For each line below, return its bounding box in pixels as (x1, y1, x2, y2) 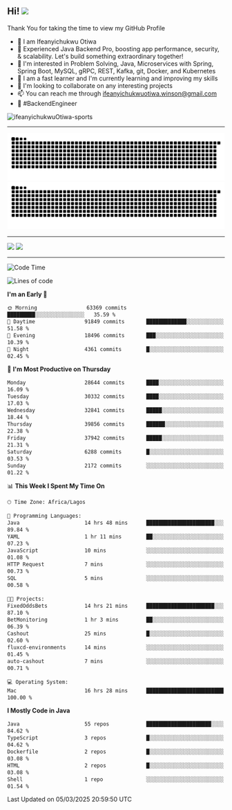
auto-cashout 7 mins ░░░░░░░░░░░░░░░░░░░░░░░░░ (7, 658, 224, 665)
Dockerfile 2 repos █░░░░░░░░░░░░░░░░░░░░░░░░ (7, 748, 224, 755)
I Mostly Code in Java (7, 706, 70, 715)
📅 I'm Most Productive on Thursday (7, 365, 111, 373)
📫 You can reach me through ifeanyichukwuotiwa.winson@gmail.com (17, 89, 217, 98)
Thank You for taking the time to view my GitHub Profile (7, 24, 166, 32)
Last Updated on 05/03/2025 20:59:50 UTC (7, 795, 133, 804)
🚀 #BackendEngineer (17, 99, 77, 107)
